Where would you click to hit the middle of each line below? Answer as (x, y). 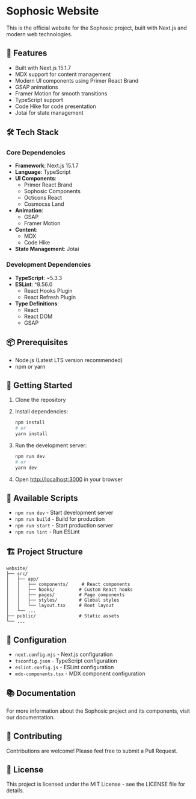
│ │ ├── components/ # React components (68, 584)
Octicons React (43, 198)
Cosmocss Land (44, 204)
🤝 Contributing (34, 737)
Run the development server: (51, 445)
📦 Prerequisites (37, 342)
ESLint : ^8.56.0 (34, 284)
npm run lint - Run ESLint (47, 532)
